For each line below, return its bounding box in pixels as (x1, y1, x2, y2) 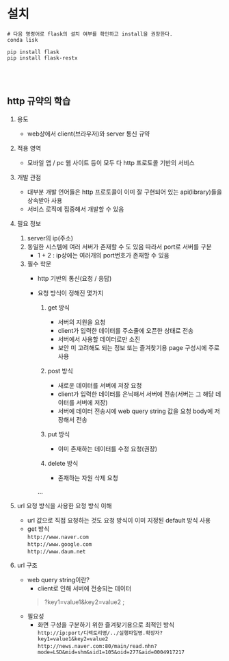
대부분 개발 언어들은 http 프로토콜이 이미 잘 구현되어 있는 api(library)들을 (27, 188, 222, 196)
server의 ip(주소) (27, 234, 74, 242)
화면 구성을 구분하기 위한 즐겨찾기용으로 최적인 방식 (37, 621, 175, 629)
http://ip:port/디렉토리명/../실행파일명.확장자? (37, 629, 163, 636)
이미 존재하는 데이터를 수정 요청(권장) (57, 445, 158, 453)
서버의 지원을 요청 (57, 318, 106, 326)
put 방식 (47, 429, 70, 438)
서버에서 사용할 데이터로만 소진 (57, 335, 141, 343)
